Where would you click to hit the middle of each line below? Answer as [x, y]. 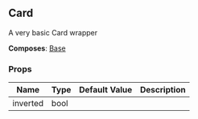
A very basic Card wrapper [53, 32]
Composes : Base [37, 48]
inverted [28, 104]
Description [163, 90]
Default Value [106, 90]
